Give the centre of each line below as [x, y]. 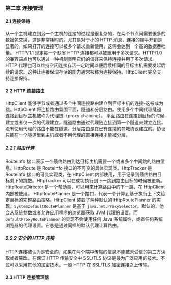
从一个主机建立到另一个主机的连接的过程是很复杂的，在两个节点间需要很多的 [85, 34]
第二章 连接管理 [24, 8]
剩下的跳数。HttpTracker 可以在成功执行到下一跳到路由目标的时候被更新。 [87, 181]
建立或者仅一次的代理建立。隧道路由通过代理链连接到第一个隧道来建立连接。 [85, 122]
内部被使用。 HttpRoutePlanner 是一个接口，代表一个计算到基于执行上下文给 [85, 194]
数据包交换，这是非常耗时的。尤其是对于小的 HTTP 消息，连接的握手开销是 [84, 40]
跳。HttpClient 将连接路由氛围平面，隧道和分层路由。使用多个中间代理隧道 [83, 110]
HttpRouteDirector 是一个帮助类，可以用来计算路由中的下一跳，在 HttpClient [85, 187]
